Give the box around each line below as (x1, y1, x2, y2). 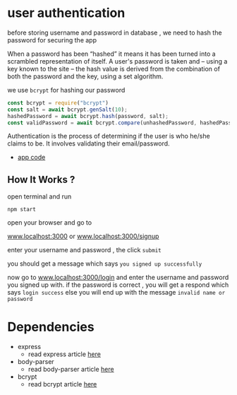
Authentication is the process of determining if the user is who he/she (7, 132, 210, 141)
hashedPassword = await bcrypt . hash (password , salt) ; (7, 112, 169, 119)
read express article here (28, 350, 101, 358)
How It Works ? (7, 173, 75, 185)
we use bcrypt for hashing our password (7, 86, 126, 94)
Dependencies (7, 319, 95, 335)
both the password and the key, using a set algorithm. (7, 72, 164, 81)
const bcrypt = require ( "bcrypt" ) (7, 99, 109, 107)
